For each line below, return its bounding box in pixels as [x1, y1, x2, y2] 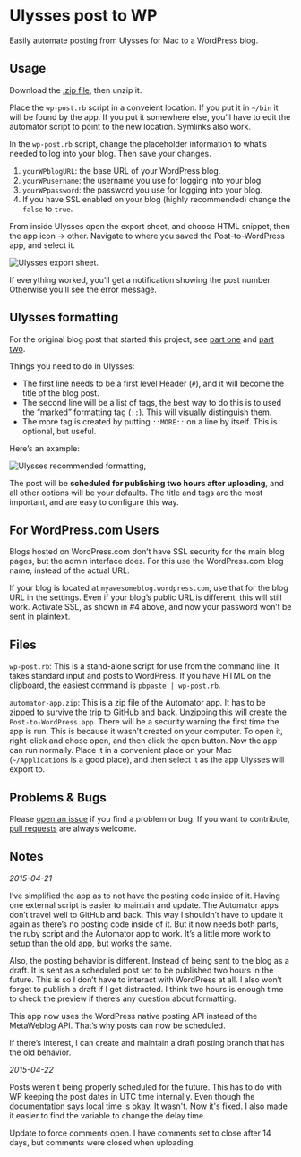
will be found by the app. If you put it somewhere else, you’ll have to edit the [9, 111, 291, 122]
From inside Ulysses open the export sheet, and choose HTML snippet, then [9, 220, 291, 231]
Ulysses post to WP [9, 5, 158, 26]
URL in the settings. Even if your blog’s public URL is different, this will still [9, 592, 282, 603]
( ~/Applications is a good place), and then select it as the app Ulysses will [9, 754, 285, 766]
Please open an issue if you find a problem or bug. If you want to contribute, [9, 814, 290, 824]
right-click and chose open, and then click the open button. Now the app [9, 735, 278, 746]
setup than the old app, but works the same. [9, 938, 173, 948]
